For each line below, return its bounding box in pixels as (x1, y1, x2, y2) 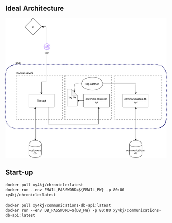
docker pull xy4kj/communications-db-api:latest (5, 202, 111, 208)
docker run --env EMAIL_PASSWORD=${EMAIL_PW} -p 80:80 (5, 187, 125, 193)
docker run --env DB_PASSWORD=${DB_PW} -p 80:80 (5, 208, 111, 213)
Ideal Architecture (5, 4, 64, 13)
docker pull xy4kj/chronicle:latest (5, 182, 83, 188)
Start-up (5, 168, 33, 176)
